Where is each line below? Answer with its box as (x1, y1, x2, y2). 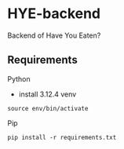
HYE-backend (7, 5, 101, 23)
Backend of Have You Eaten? (7, 31, 101, 40)
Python (7, 74, 31, 83)
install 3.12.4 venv (18, 89, 77, 99)
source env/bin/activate (7, 104, 89, 112)
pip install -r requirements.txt (7, 133, 117, 141)
